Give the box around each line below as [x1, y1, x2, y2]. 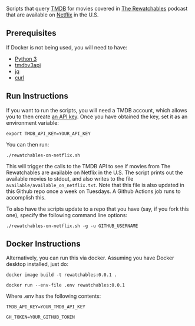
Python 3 [14, 55, 37, 62]
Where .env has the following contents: [6, 292, 101, 300]
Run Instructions [6, 91, 69, 101]
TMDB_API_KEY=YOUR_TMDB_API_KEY [6, 304, 85, 310]
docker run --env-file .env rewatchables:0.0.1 [6, 282, 125, 288]
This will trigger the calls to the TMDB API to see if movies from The [6, 162, 171, 169]
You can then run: [6, 141, 49, 148]
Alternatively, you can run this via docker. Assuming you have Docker [6, 254, 174, 261]
